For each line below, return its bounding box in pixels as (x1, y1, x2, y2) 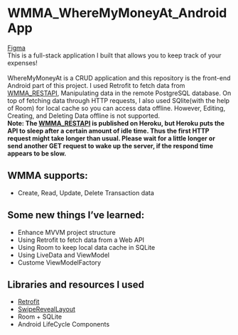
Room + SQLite (17, 312, 63, 321)
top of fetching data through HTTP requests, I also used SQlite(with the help (7, 96, 229, 104)
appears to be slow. (7, 149, 67, 158)
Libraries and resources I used (7, 278, 144, 290)
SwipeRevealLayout (17, 305, 76, 314)
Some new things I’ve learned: (7, 209, 145, 221)
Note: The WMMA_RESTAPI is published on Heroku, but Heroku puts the (7, 119, 225, 127)
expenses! (7, 58, 38, 67)
